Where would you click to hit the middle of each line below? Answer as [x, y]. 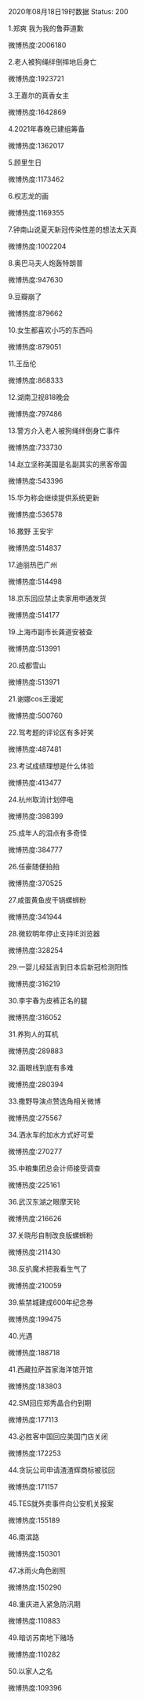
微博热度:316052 [35, 1017]
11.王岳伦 [22, 364]
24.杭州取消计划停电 [41, 800]
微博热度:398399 [36, 816]
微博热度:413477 [35, 783]
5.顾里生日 [25, 163]
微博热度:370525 [35, 883]
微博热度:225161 [34, 1185]
